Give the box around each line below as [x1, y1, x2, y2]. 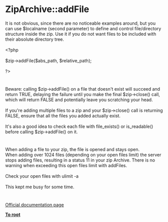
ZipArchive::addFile [5, 4, 89, 15]
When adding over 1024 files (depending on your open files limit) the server [5, 152, 161, 158]
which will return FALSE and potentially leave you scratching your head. [5, 97, 153, 103]
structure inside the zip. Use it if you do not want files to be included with [5, 31, 156, 37]
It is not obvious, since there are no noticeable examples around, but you [5, 20, 156, 26]
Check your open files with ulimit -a [5, 173, 79, 179]
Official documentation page [5, 201, 64, 207]
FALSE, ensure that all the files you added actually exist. [5, 113, 121, 119]
